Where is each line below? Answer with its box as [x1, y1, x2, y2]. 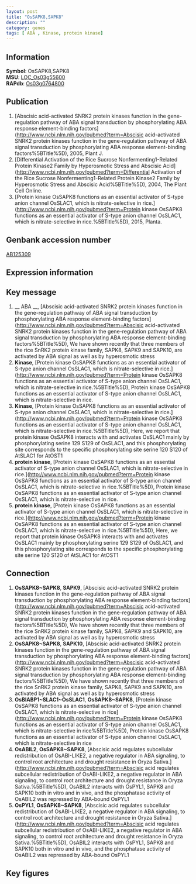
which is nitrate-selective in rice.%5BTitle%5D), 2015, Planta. [14, 218, 162, 225]
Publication [6, 97, 49, 107]
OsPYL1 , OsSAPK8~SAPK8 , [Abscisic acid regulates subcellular [14, 802, 171, 809]
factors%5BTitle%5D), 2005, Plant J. [14, 150, 104, 157]
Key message [6, 287, 57, 297]
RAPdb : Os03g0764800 [6, 80, 64, 87]
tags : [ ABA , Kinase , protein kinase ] [6, 30, 104, 36]
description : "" [6, 19, 46, 25]
